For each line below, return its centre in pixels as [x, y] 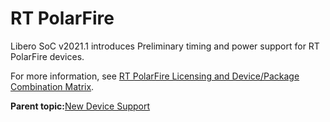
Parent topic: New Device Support [80, 106]
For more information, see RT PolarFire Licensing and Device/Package [155, 76]
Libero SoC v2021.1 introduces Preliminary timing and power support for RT [165, 46]
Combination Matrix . [52, 86]
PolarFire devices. [47, 56]
